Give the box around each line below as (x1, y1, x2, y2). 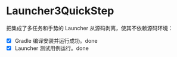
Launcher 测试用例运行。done (14, 45, 89, 52)
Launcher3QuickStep (6, 4, 114, 18)
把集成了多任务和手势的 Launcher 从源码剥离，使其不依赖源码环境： (6, 24, 173, 31)
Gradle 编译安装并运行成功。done (14, 37, 98, 44)
